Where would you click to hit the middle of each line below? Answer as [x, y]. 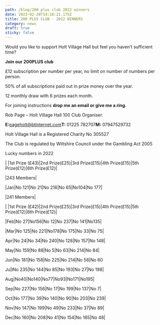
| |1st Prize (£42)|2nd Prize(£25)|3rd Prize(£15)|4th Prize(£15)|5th [72, 207]
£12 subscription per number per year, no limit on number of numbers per [80, 71]
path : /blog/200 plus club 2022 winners [48, 10]
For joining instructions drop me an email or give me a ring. [66, 105]
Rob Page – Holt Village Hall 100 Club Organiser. [54, 115]
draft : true [17, 28]
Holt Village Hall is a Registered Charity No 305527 [57, 134]
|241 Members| [21, 197]
